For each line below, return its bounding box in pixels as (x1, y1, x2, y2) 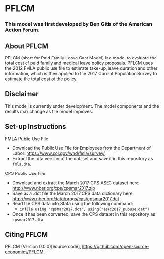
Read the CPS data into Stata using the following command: (12, 201, 133, 206)
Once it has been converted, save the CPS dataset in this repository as (12, 211, 156, 217)
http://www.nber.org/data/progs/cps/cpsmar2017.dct (12, 195, 119, 201)
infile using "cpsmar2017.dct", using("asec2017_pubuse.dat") (19, 207, 150, 212)
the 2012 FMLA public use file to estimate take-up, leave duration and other (5, 65, 158, 71)
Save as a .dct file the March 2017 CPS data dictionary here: (12, 190, 134, 196)
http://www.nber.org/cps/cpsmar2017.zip (12, 185, 96, 191)
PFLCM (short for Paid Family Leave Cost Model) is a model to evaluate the (5, 55, 157, 60)
